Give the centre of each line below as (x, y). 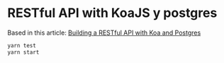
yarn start (23, 52)
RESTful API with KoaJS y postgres (112, 13)
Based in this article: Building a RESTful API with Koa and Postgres (104, 33)
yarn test (22, 45)
